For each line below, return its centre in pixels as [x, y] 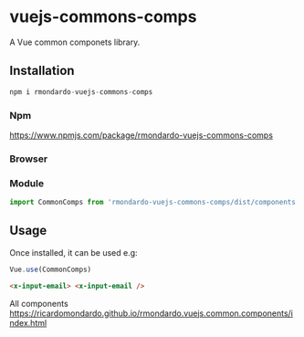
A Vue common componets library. [75, 42]
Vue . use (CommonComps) [51, 269]
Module [26, 183]
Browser [29, 159]
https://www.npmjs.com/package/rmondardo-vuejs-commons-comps [142, 135]
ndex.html [28, 322]
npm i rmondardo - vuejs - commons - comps [81, 92]
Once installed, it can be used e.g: [74, 252]
